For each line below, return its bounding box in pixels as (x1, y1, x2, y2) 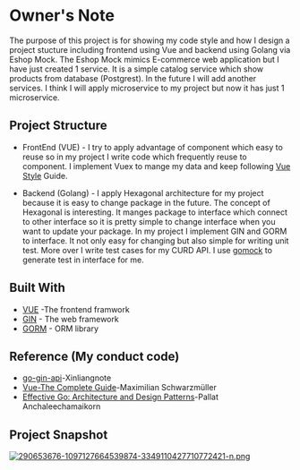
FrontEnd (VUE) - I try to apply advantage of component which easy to (21, 141, 284, 152)
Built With (9, 280, 65, 295)
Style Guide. (21, 170, 68, 181)
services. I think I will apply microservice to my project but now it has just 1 (9, 82, 285, 93)
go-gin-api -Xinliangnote (21, 372, 112, 383)
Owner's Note (9, 5, 115, 26)
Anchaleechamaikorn (21, 401, 101, 412)
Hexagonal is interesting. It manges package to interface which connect (21, 207, 288, 218)
